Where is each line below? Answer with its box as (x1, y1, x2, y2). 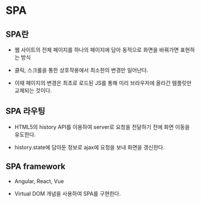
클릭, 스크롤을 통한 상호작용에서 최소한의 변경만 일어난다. (14, 67, 148, 73)
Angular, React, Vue (14, 177, 64, 184)
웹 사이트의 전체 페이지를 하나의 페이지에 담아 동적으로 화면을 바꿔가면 (14, 46, 179, 53)
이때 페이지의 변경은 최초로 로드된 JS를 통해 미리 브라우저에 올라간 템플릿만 (14, 80, 192, 86)
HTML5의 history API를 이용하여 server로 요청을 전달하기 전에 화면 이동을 (14, 123, 190, 130)
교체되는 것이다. (14, 87, 52, 94)
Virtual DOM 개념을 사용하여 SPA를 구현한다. (14, 190, 121, 197)
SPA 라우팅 (5, 106, 46, 116)
